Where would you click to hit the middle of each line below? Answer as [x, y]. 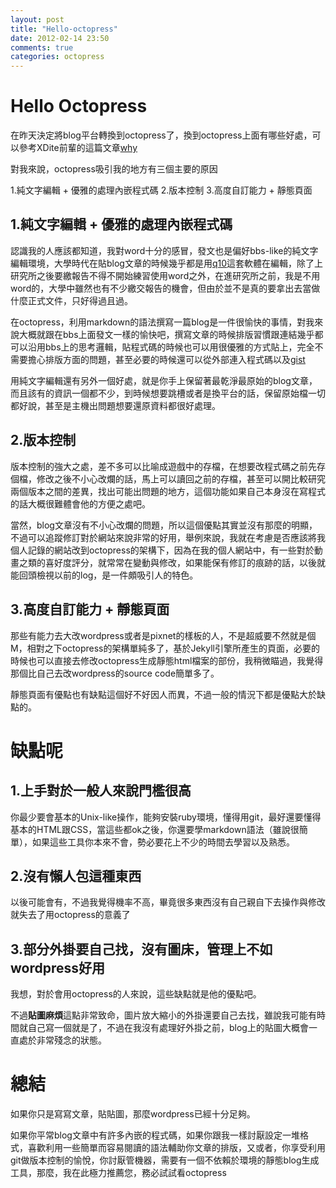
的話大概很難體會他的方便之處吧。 [80, 503]
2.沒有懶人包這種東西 [76, 876]
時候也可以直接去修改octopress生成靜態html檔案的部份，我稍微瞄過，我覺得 [167, 660]
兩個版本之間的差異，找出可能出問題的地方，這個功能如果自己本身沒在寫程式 [168, 491]
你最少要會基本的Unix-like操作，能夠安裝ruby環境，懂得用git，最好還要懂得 [166, 817]
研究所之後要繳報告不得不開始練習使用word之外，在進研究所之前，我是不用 [165, 275]
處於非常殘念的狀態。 [62, 1040]
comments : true [42, 47]
